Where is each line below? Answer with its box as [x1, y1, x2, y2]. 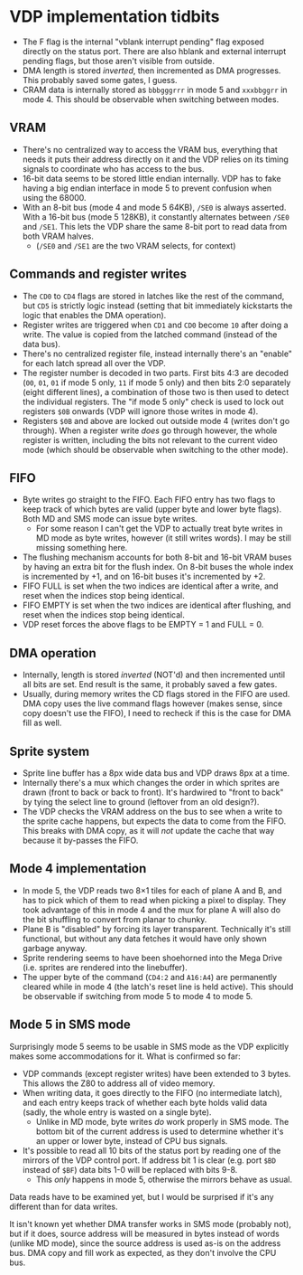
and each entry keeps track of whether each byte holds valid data [22, 1097, 268, 1108]
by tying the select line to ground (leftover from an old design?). [22, 797, 260, 807]
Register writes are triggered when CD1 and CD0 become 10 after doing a [22, 319, 289, 330]
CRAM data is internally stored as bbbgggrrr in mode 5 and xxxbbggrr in [22, 84, 288, 95]
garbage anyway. [22, 942, 87, 953]
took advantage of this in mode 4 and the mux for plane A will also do [22, 904, 281, 915]
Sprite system [9, 743, 90, 759]
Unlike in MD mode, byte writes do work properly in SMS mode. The [35, 1116, 289, 1127]
